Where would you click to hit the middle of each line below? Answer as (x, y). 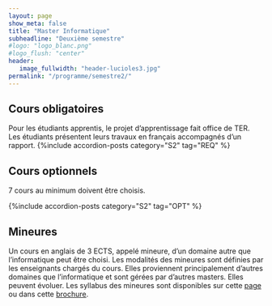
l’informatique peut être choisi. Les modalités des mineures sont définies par (136, 260)
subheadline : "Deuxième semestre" (67, 38)
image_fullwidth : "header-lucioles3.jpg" (90, 69)
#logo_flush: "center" (47, 53)
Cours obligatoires (56, 109)
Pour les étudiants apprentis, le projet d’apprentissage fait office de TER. (129, 128)
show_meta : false (38, 23)
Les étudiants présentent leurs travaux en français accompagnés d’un (125, 137)
